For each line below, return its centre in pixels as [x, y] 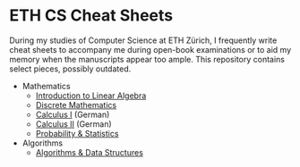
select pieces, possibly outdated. [70, 69]
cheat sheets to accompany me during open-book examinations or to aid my [150, 49]
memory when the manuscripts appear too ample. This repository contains [147, 59]
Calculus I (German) [73, 114]
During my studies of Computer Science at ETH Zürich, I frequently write [143, 40]
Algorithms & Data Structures [89, 152]
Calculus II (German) [73, 124]
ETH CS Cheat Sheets [91, 16]
